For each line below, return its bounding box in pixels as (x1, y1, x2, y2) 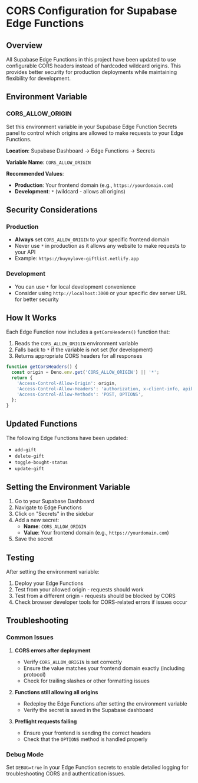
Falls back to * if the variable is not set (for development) (14, 346, 153, 353)
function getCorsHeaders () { (6, 364, 78, 370)
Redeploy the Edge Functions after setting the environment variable (23, 700, 187, 707)
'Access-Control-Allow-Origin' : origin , (16, 380, 117, 387)
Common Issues (6, 633, 54, 642)
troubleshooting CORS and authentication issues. (6, 770, 126, 777)
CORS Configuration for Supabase (6, 4, 177, 18)
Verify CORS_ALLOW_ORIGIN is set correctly (23, 658, 122, 665)
